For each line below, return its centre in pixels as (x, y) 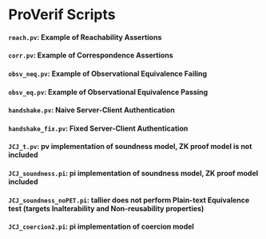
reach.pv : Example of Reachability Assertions (85, 37)
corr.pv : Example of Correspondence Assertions (91, 55)
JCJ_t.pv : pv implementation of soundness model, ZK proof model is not (130, 147)
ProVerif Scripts (62, 15)
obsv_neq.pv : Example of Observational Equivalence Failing (108, 73)
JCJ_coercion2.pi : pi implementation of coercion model (101, 227)
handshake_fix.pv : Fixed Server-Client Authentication (98, 128)
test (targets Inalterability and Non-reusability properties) (106, 208)
